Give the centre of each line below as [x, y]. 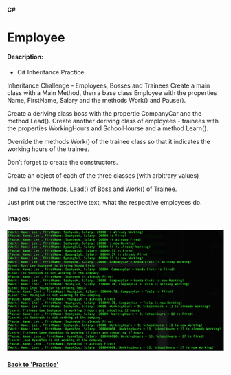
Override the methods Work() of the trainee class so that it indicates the [109, 141]
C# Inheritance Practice [51, 72]
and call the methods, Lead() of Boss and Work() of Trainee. [92, 189]
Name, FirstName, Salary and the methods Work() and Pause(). [97, 100]
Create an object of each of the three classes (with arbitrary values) [103, 175]
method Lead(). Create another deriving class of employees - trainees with [113, 121]
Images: [19, 218]
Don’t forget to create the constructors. [63, 162]
